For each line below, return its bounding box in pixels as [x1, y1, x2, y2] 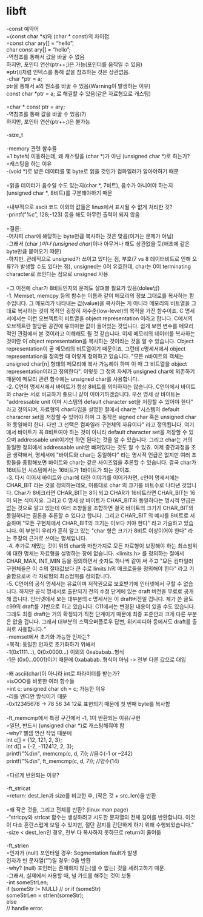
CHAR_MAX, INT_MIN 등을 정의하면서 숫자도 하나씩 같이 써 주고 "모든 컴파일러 [6, 557, 194, 565]
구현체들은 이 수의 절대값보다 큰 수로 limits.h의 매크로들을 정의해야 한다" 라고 [6, 565, 188, 572]
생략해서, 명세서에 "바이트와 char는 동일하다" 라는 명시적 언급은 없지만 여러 [12, 451, 191, 458]
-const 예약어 [6, 25, 39, 32]
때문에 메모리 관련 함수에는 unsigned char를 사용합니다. [6, 375, 139, 383]
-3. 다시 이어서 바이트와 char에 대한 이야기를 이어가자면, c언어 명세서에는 [6, 474, 180, 481]
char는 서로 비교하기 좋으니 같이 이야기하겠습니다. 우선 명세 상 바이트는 [12, 390, 181, 398]
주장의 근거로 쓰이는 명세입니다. [12, 534, 87, 542]
